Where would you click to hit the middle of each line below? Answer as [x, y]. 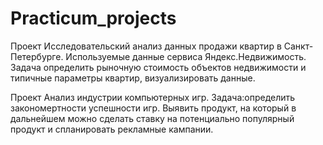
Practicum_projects [93, 18]
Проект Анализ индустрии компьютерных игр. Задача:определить [153, 97]
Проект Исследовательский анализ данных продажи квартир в [146, 46]
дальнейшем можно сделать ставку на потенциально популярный [152, 118]
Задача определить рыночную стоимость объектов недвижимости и [158, 67]
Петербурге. [37, 56]
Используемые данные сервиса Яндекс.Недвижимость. [186, 56]
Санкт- [298, 46]
